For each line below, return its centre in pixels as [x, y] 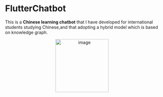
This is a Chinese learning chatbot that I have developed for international [79, 22]
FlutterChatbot [36, 9]
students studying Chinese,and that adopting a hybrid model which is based [82, 27]
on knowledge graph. [26, 32]
